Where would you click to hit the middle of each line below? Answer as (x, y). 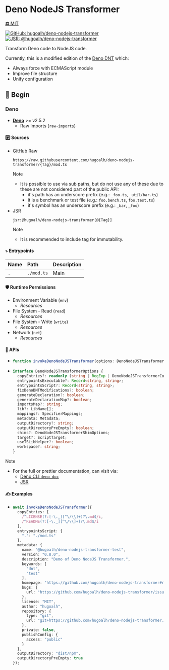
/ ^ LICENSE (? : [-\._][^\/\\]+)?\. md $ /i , (63, 517)
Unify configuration (33, 79)
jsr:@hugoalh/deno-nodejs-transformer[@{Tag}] (62, 220)
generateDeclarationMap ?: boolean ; (55, 400)
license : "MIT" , (39, 602)
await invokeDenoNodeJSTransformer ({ (52, 507)
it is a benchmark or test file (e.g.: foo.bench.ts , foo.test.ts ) (91, 200)
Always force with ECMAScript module (53, 68)
